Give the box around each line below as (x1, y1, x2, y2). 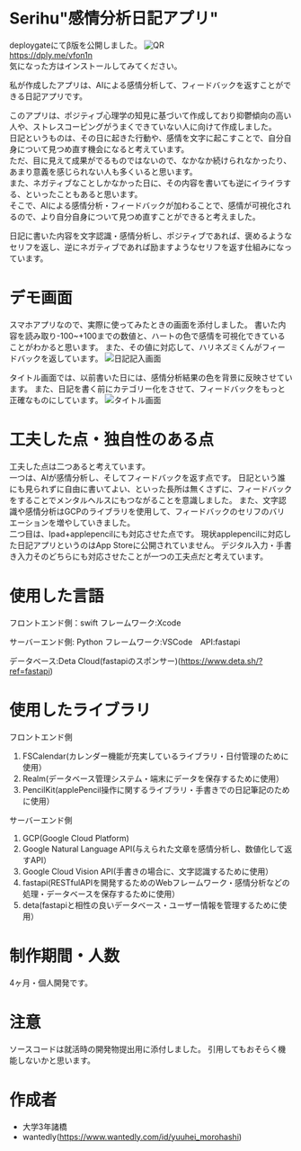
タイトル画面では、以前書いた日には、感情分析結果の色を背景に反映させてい (9, 372, 293, 382)
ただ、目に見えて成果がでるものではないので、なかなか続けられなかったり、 (9, 155, 292, 166)
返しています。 (48, 353, 103, 364)
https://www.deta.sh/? (180, 655, 263, 666)
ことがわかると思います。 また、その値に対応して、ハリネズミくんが (9, 341, 262, 352)
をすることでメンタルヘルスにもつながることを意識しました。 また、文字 (9, 494, 279, 505)
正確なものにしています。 (9, 394, 103, 405)
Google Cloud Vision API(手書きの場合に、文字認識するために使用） (22, 866, 274, 877)
